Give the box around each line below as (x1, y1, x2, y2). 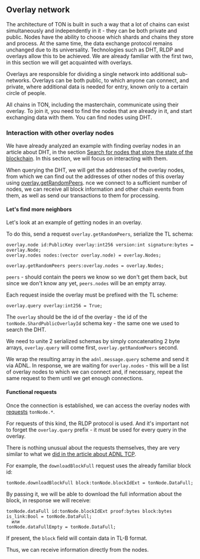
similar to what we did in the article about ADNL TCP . (6, 450, 137, 457)
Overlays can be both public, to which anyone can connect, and (32, 77, 189, 84)
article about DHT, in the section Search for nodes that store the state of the (6, 149, 193, 156)
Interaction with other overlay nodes (6, 129, 115, 137)
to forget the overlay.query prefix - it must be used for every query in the (6, 426, 187, 433)
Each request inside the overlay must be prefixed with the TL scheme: (6, 291, 179, 298)
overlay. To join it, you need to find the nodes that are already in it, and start (6, 107, 192, 114)
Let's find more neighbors (6, 206, 72, 213)
